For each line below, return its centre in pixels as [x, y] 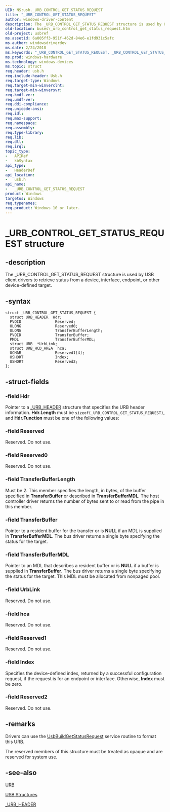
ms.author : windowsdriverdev [36, 43]
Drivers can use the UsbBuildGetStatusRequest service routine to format [81, 736]
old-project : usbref [27, 33]
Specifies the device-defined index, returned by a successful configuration [83, 673]
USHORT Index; [39, 357]
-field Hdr [17, 396]
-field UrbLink [23, 589]
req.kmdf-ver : [20, 95]
